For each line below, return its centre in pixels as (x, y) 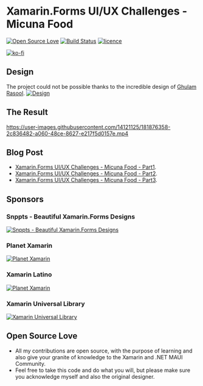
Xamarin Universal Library (46, 304)
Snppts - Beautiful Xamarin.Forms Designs (71, 216)
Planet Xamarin (29, 245)
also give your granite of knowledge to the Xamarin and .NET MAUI (99, 357)
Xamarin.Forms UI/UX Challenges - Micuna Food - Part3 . (86, 180)
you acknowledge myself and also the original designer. (85, 376)
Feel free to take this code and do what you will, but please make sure (102, 370)
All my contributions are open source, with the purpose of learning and (104, 351)
